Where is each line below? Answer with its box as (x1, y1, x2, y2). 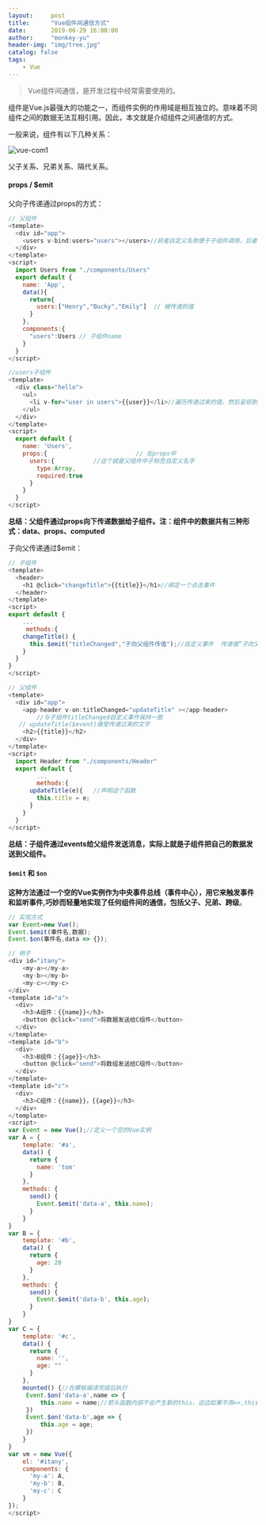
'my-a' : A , (28, 1472, 66, 1481)
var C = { (8, 1325, 41, 1333)
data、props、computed (21, 527, 105, 536)
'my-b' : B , (28, 1480, 66, 1488)
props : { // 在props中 (22, 450, 177, 458)
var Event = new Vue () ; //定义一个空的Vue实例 (8, 1126, 152, 1135)
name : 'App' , (22, 280, 66, 289)
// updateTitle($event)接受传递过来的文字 (18, 721, 150, 728)
